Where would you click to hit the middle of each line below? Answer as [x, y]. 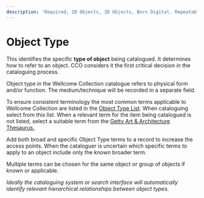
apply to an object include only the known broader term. [76, 152]
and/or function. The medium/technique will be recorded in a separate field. [101, 90]
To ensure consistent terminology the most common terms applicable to [96, 101]
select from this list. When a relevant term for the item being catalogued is [99, 114]
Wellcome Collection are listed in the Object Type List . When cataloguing [97, 108]
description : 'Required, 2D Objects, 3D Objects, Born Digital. [89, 12]
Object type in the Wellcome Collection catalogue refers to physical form [97, 83]
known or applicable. [32, 170]
